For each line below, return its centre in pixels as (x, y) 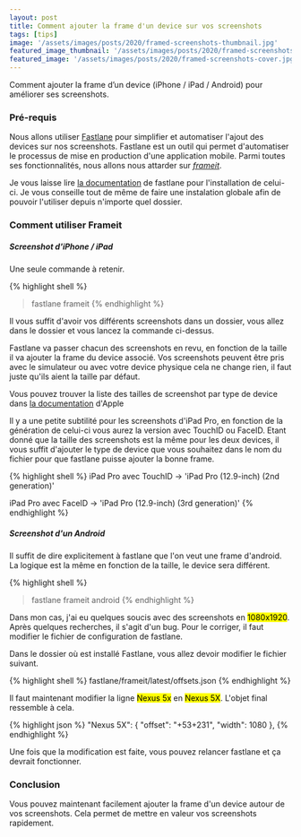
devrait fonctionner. (46, 762)
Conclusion (35, 785)
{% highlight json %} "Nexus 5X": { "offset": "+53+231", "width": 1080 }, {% (149, 725)
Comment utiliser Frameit (66, 225)
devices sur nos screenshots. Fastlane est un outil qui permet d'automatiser (149, 147)
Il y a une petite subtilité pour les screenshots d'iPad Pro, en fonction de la (146, 421)
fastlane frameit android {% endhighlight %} (112, 600)
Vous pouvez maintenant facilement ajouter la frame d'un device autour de (147, 804)
